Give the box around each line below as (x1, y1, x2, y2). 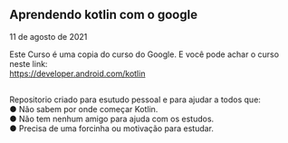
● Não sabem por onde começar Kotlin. (9, 104, 158, 115)
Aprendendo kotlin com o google (9, 7, 197, 23)
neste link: (9, 58, 48, 69)
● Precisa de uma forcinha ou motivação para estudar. (9, 123, 215, 134)
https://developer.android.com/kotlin (9, 68, 146, 79)
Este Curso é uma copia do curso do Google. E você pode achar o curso (9, 49, 279, 60)
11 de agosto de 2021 (9, 31, 88, 42)
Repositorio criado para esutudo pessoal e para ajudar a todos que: (9, 94, 261, 105)
